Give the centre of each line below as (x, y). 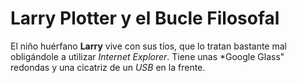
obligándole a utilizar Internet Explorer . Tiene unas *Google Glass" (147, 56)
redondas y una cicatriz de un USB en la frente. (108, 67)
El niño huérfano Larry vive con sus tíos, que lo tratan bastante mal (148, 46)
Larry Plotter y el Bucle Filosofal (145, 18)
